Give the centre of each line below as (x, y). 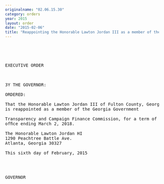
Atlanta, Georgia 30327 (33, 143)
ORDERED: (15, 95)
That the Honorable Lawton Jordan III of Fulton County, (75, 104)
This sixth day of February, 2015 (46, 153)
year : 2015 (16, 18)
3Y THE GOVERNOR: (26, 85)
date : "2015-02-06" (25, 28)
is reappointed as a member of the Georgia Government (72, 109)
